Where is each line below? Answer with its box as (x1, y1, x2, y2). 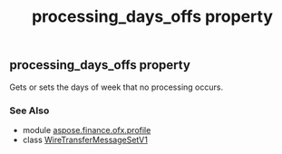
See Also (9, 104, 50, 117)
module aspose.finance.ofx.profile (22, 124, 151, 135)
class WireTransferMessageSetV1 (22, 134, 148, 145)
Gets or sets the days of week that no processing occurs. (9, 82, 224, 92)
